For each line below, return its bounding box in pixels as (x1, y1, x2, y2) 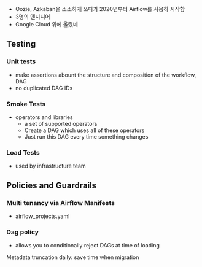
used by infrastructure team (15, 162, 86, 170)
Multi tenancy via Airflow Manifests (6, 198, 115, 207)
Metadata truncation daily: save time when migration (6, 253, 139, 261)
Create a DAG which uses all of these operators (24, 126, 145, 134)
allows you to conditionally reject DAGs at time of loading (15, 242, 160, 249)
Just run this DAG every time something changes (24, 133, 149, 140)
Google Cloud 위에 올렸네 (15, 21, 79, 28)
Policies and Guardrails (6, 180, 97, 190)
